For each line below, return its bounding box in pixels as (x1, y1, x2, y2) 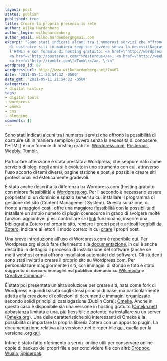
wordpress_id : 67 (5, 63, 41, 68)
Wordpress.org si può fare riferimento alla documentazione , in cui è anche (5, 241, 158, 247)
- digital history (5, 86, 43, 91)
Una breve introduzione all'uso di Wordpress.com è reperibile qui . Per (5, 236, 148, 242)
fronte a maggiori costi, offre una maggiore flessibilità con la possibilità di (5, 205, 156, 211)
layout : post (5, 7, 32, 12)
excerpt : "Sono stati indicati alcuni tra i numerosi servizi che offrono (5, 40, 164, 45)
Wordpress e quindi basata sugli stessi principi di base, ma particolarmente (5, 287, 159, 293)
